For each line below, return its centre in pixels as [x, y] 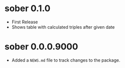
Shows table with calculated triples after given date [63, 27]
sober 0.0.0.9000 [42, 47]
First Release [25, 22]
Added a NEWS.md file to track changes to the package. [66, 60]
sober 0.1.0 [28, 8]
